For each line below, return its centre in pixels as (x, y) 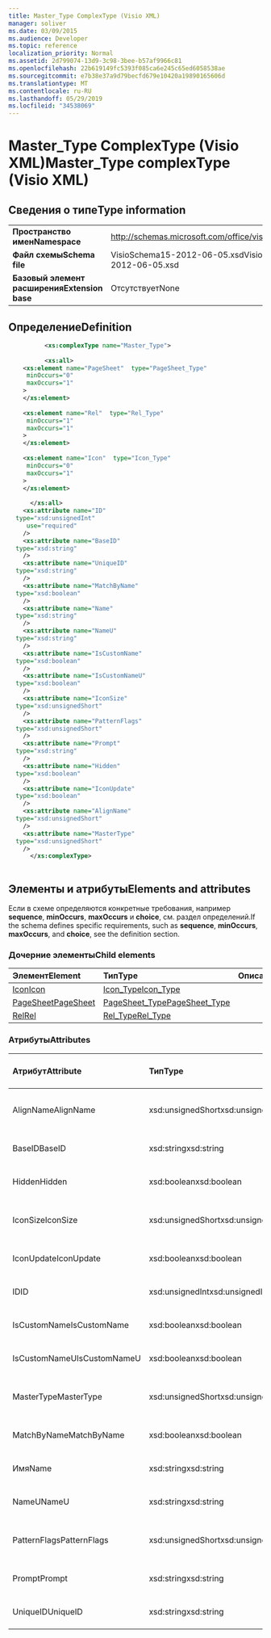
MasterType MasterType (57, 1396)
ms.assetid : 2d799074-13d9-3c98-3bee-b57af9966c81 (95, 61)
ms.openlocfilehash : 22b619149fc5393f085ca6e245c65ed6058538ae (117, 69)
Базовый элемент (49, 278)
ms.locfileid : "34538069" (52, 106)
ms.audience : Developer (48, 38)
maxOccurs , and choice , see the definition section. (94, 934)
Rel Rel (24, 1016)
